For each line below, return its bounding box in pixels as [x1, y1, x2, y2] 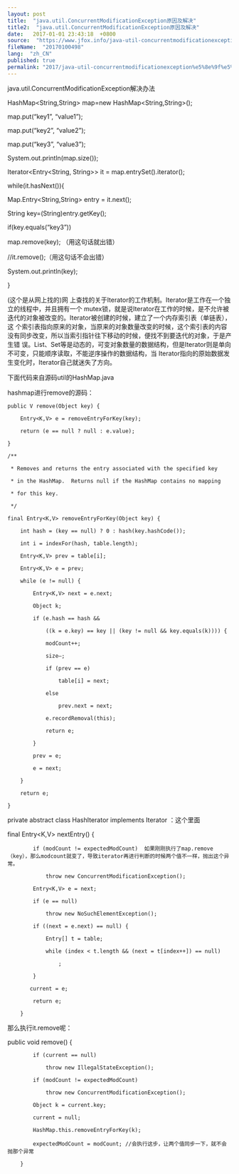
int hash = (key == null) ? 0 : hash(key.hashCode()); [20, 527, 186, 535]
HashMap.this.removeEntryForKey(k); [33, 1126, 142, 1133]
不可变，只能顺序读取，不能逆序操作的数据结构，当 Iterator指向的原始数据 [7, 349, 224, 358]
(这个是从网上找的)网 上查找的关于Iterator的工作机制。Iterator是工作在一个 [7, 295, 225, 304]
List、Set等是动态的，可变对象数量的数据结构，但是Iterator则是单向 [33, 340, 231, 348]
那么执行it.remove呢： [7, 1023, 73, 1032]
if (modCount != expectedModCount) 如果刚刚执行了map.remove [33, 845, 213, 852]
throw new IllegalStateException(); [45, 1064, 154, 1071]
